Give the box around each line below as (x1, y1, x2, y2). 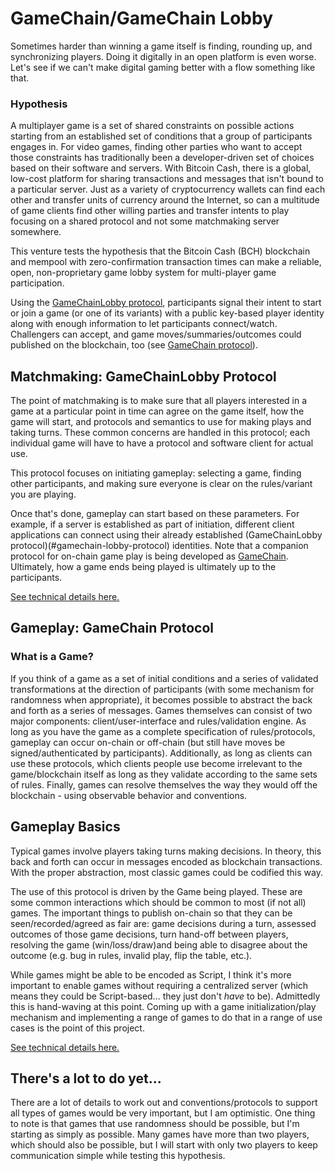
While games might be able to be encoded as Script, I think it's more (10, 968, 292, 981)
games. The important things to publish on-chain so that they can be (10, 907, 293, 919)
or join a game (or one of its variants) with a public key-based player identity (10, 307, 325, 319)
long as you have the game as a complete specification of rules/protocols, (10, 725, 316, 737)
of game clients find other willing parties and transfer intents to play (10, 205, 290, 217)
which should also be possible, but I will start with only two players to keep (10, 1139, 318, 1151)
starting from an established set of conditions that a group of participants (10, 130, 313, 142)
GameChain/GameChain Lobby (10, 7, 273, 30)
